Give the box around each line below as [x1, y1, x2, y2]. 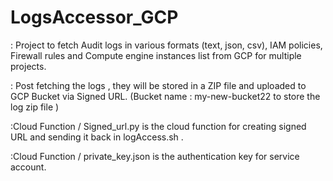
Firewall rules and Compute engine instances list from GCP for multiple [10, 49, 302, 61]
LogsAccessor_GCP [10, 6, 179, 29]
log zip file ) [10, 101, 60, 113]
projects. [10, 60, 47, 72]
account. [10, 161, 47, 173]
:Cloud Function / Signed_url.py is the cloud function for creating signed [10, 120, 307, 132]
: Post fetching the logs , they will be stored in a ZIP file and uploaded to [10, 79, 307, 91]
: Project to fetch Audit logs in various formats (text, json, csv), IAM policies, [10, 39, 323, 51]
